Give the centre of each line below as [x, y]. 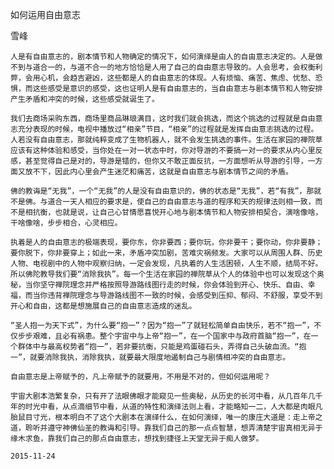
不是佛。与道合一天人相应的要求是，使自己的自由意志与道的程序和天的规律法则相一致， [163, 202]
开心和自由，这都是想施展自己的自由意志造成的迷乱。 [103, 306]
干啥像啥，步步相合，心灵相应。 [66, 223]
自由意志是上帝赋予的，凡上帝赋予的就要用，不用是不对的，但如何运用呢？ [141, 377]
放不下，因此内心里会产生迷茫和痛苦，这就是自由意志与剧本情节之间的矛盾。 [158, 172]
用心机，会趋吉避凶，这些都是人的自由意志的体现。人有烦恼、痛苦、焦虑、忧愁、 [174, 78]
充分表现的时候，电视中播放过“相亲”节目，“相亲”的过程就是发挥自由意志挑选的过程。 [168, 129]
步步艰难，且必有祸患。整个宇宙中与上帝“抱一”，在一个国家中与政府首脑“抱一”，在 [164, 336]
